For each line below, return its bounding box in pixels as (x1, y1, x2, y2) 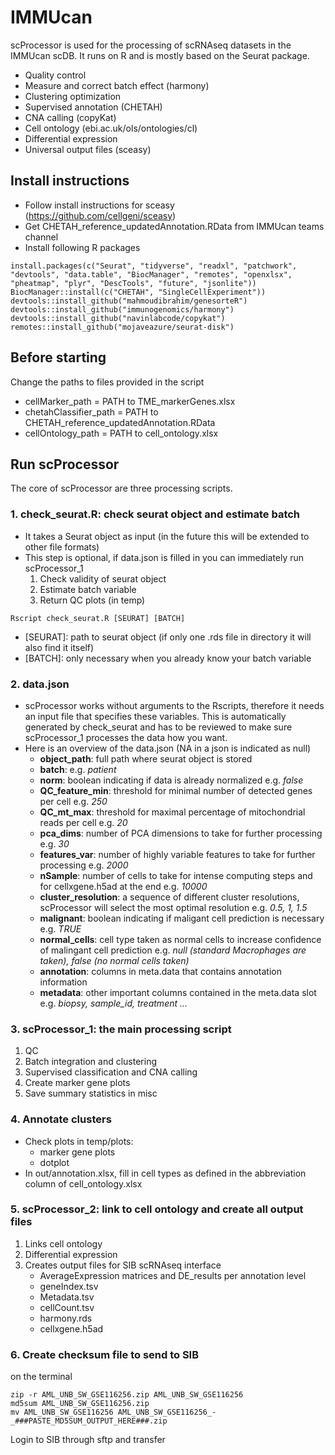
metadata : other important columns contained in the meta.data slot (39, 986, 317, 998)
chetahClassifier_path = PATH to (24, 406, 159, 418)
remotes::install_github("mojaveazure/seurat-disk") (10, 322, 235, 332)
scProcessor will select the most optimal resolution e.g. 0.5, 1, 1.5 (39, 901, 308, 913)
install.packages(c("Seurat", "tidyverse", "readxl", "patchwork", (10, 261, 298, 271)
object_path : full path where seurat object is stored (39, 752, 253, 765)
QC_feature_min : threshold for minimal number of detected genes (39, 784, 313, 796)
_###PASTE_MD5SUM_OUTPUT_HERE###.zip (10, 1416, 168, 1426)
